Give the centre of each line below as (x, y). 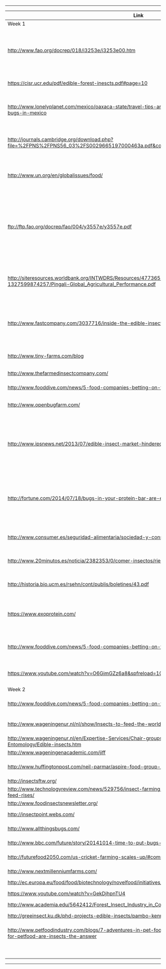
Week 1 (17, 24)
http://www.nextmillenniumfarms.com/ (52, 871)
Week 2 (17, 689)
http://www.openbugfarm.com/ (44, 405)
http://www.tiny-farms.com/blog (46, 356)
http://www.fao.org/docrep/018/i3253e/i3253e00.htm (72, 50)
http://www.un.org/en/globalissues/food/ (55, 175)
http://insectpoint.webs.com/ (41, 814)
